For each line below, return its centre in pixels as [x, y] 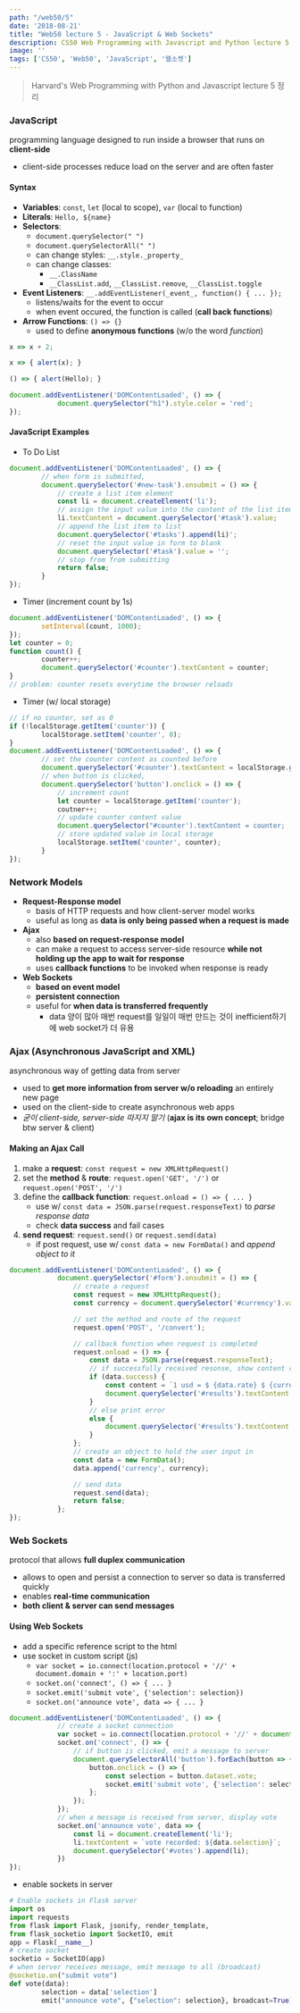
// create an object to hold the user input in [163, 1452]
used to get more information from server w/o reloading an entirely [148, 1088]
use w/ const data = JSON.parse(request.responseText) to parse [155, 1206]
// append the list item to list [119, 527]
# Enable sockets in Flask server [74, 1901]
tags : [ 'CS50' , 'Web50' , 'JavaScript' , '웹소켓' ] [100, 59]
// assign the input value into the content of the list [165, 510]
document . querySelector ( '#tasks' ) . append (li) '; [147, 534]
